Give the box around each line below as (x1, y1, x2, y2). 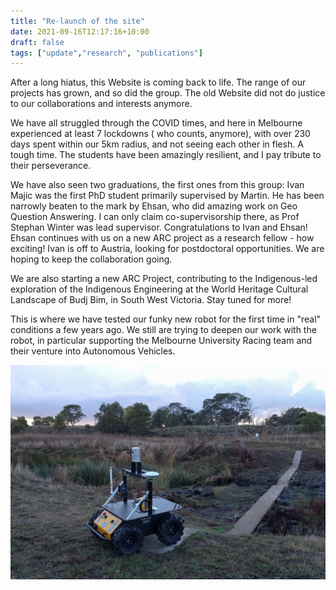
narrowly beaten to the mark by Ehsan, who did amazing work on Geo (10, 200, 298, 212)
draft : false (10, 37, 65, 47)
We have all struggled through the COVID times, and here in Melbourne (10, 117, 303, 129)
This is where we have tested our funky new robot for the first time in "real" (10, 313, 322, 325)
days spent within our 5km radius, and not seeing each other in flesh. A (10, 138, 304, 150)
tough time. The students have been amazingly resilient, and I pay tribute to (10, 149, 322, 161)
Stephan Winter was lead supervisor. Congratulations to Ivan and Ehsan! (10, 221, 308, 234)
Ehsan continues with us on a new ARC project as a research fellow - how (10, 232, 315, 244)
